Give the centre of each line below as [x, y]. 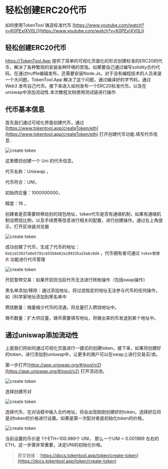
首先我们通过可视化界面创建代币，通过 [44, 122]
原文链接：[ [29, 455]
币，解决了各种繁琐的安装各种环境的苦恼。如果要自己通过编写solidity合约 [80, 67]
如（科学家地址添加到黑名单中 [36, 297]
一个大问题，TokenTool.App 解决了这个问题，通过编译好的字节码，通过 [78, 79]
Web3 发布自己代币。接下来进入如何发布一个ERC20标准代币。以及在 [76, 86]
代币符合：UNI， [22, 182]
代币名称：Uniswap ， [28, 171]
